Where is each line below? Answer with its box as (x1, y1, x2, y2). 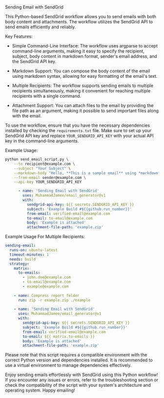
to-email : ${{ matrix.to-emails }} (22, 334, 95, 339)
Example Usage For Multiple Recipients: (5, 234, 85, 240)
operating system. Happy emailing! (5, 387, 75, 393)
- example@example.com (22, 284, 69, 289)
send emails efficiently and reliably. (5, 24, 76, 30)
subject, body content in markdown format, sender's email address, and (12, 53, 157, 59)
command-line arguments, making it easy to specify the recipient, (12, 48, 145, 54)
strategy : (9, 261, 29, 266)
